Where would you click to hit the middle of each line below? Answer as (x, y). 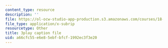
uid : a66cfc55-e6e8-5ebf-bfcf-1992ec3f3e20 (51, 38)
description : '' (22, 14)
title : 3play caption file (33, 33)
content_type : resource (30, 10)
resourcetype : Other (27, 28)
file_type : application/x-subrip (40, 24)
